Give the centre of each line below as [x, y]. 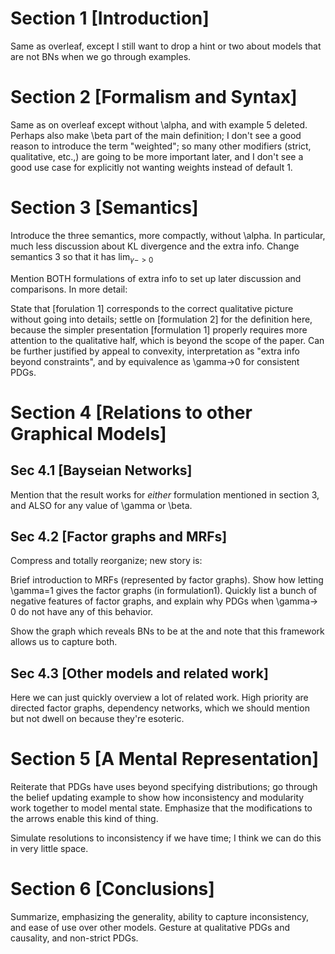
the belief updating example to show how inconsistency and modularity [157, 798]
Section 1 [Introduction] [110, 18]
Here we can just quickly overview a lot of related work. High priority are [159, 698]
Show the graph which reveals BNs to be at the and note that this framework [167, 631]
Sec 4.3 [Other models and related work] [139, 673]
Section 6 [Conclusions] [112, 889]
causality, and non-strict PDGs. [74, 938]
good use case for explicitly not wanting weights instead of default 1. [151, 167]
